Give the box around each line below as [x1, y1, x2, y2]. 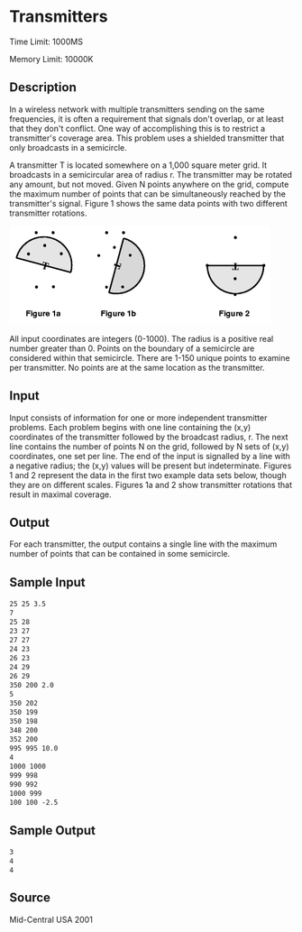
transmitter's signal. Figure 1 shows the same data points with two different [9, 198, 288, 208]
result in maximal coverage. [9, 489, 112, 500]
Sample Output [9, 823, 96, 838]
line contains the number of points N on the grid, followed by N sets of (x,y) [9, 440, 290, 452]
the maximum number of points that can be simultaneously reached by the [9, 188, 287, 199]
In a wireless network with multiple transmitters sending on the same [9, 104, 265, 115]
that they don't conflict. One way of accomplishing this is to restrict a [9, 123, 266, 134]
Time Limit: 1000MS [9, 36, 84, 47]
